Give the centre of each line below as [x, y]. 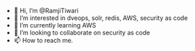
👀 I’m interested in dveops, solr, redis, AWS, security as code [101, 18]
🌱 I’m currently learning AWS [55, 25]
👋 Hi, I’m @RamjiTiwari [46, 11]
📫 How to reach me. [43, 40]
